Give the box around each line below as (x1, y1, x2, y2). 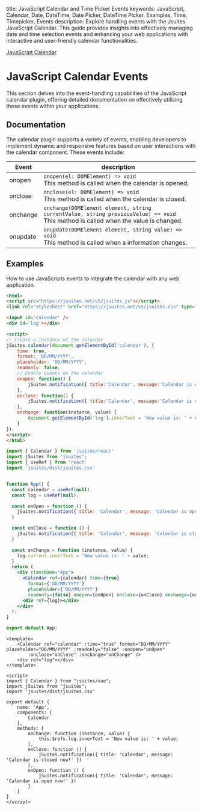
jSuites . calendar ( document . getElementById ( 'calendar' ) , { (6, 342, 155, 348)
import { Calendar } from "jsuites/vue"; (6, 678, 112, 684)
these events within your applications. (6, 102, 100, 109)
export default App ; (6, 625, 58, 631)
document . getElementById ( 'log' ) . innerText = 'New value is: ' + (28, 415, 192, 421)
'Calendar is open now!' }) (6, 778, 77, 784)
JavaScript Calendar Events (6, 70, 148, 84)
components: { (17, 709, 52, 716)
